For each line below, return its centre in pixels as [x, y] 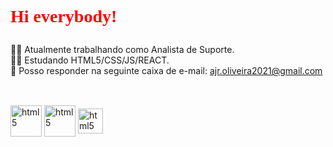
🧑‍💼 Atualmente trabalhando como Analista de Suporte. [122, 50]
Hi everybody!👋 [71, 16]
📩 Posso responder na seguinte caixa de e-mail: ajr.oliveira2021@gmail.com [166, 71]
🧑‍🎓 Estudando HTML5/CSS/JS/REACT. [90, 60]
